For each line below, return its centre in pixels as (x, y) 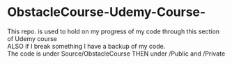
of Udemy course (32, 38)
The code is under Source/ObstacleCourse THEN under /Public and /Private (116, 54)
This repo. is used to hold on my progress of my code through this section (114, 31)
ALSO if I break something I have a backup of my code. (86, 46)
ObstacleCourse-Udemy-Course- (107, 12)
